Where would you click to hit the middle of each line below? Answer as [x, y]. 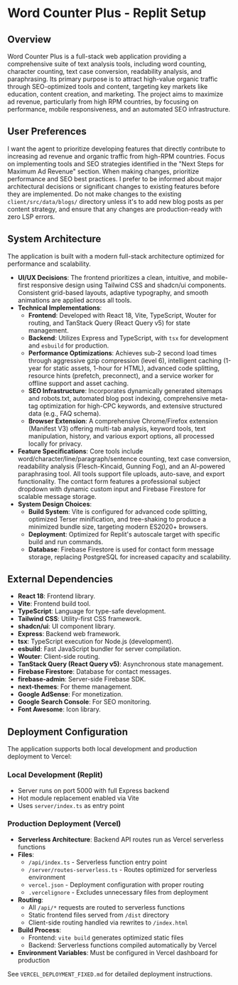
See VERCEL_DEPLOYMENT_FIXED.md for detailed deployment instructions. [110, 974]
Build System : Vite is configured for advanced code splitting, [118, 511]
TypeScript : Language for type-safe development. [92, 611]
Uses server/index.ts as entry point [71, 805]
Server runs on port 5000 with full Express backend [93, 790]
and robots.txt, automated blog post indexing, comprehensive [119, 398]
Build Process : [39, 930]
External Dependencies [60, 580]
